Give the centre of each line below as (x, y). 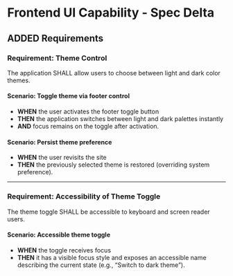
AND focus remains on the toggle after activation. (88, 127)
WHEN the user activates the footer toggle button (88, 111)
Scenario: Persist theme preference (60, 142)
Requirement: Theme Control (57, 58)
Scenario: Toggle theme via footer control (69, 96)
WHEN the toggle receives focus (64, 250)
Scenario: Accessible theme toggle (59, 235)
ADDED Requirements (55, 38)
